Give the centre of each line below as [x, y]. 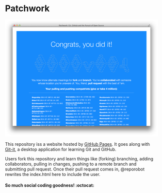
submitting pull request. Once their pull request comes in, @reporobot [75, 169]
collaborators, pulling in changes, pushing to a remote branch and [71, 164]
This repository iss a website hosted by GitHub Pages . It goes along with [78, 144]
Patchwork [27, 9]
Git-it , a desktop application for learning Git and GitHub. [61, 149]
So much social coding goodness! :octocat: [50, 185]
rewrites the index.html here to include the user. [53, 174]
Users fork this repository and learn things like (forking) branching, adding [79, 158]
